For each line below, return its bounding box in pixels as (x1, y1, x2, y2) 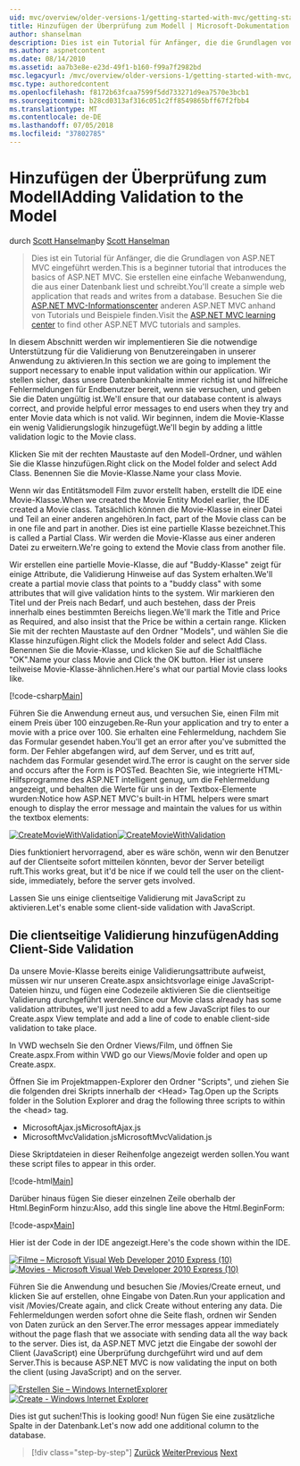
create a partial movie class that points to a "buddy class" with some (9, 578, 262, 589)
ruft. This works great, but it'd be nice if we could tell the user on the (9, 866, 259, 876)
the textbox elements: (9, 812, 89, 823)
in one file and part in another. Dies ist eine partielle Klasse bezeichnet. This (9, 523, 286, 533)
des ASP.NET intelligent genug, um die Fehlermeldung (70, 774, 271, 784)
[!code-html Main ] (9, 1176, 74, 1186)
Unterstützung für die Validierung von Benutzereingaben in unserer (9, 346, 256, 356)
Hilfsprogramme (9, 774, 69, 784)
